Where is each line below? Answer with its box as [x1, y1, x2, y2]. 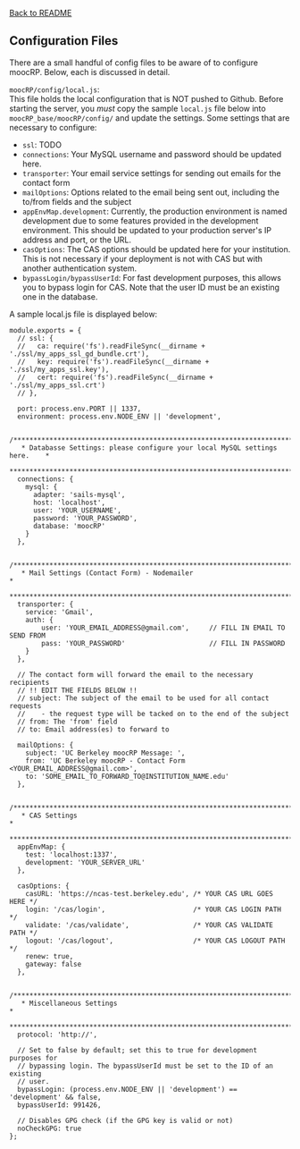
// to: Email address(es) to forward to [17, 724, 170, 734]
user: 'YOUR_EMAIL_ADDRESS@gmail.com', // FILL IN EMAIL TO [41, 623, 286, 632]
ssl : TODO [21, 139, 62, 150]
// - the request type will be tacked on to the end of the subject [17, 709, 290, 718]
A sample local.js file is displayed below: [9, 308, 158, 319]
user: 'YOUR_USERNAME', [32, 505, 122, 515]
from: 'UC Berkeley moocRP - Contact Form [25, 756, 186, 765]
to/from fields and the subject [21, 196, 132, 207]
